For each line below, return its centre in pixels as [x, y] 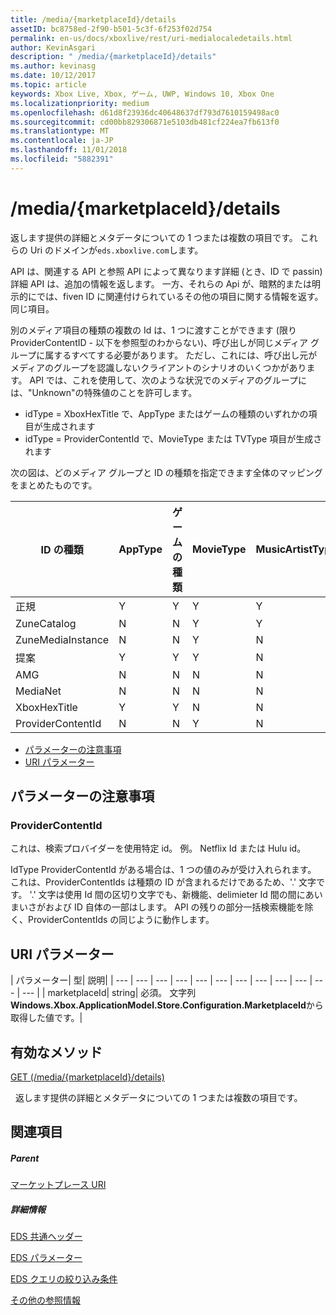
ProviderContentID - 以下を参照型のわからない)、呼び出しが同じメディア [159, 342]
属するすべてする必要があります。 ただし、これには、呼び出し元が [181, 355]
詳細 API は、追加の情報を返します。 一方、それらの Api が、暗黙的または [161, 283]
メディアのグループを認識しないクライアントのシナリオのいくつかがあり [158, 367]
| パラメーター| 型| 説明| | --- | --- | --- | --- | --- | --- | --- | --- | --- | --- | [161, 980]
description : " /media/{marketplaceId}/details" [113, 57]
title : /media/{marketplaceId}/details [93, 19]
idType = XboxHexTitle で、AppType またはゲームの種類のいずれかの [166, 413]
